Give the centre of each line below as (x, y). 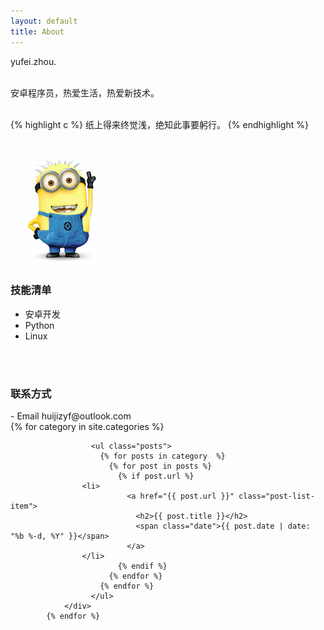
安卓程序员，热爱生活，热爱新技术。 (85, 92)
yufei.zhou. (33, 61)
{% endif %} (142, 566)
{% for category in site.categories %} (87, 427)
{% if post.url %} (156, 476)
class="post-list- (276, 496)
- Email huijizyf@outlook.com (71, 416)
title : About (37, 31)
